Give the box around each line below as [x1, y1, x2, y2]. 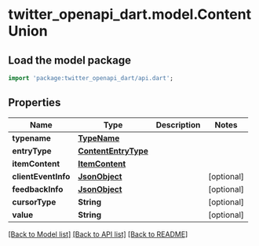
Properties [8, 96, 61, 109]
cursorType [12, 196, 57, 207]
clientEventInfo [12, 171, 71, 182]
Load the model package [8, 53, 132, 67]
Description [155, 119, 201, 130]
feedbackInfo [12, 183, 64, 194]
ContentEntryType [78, 145, 149, 156]
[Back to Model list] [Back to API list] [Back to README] [8, 229, 188, 239]
